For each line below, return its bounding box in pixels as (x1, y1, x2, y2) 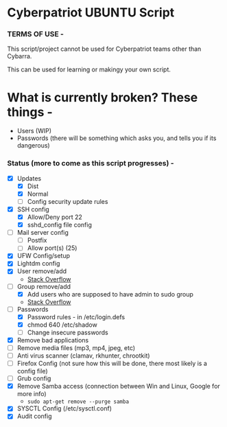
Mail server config (16, 229, 69, 237)
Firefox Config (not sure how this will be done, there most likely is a (16, 359, 208, 368)
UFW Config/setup (16, 252, 71, 260)
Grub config (16, 374, 51, 382)
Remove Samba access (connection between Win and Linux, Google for (16, 382, 221, 391)
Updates (16, 174, 42, 183)
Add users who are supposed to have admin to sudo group (27, 290, 193, 298)
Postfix (27, 236, 47, 244)
